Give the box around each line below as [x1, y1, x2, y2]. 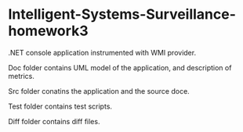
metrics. [8, 71, 35, 80]
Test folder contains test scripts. [8, 102, 112, 111]
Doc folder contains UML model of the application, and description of [8, 62, 232, 72]
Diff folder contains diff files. [8, 116, 100, 126]
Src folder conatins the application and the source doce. [8, 86, 190, 95]
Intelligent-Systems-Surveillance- [8, 5, 237, 23]
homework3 [8, 22, 89, 40]
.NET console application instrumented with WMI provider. [8, 48, 197, 57]
